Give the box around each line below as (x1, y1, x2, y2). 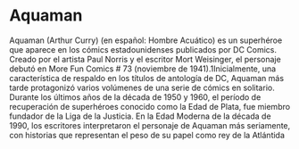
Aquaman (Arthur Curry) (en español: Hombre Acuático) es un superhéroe (9, 35, 283, 46)
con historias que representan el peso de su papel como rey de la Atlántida (9, 129, 286, 140)
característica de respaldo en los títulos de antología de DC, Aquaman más (9, 72, 284, 83)
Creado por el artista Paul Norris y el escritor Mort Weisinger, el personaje (9, 54, 281, 64)
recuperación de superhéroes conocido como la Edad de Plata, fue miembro (9, 101, 291, 112)
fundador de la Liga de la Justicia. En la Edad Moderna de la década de (9, 111, 271, 121)
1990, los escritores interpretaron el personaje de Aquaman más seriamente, (9, 120, 291, 130)
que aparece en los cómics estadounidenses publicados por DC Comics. (9, 44, 278, 54)
